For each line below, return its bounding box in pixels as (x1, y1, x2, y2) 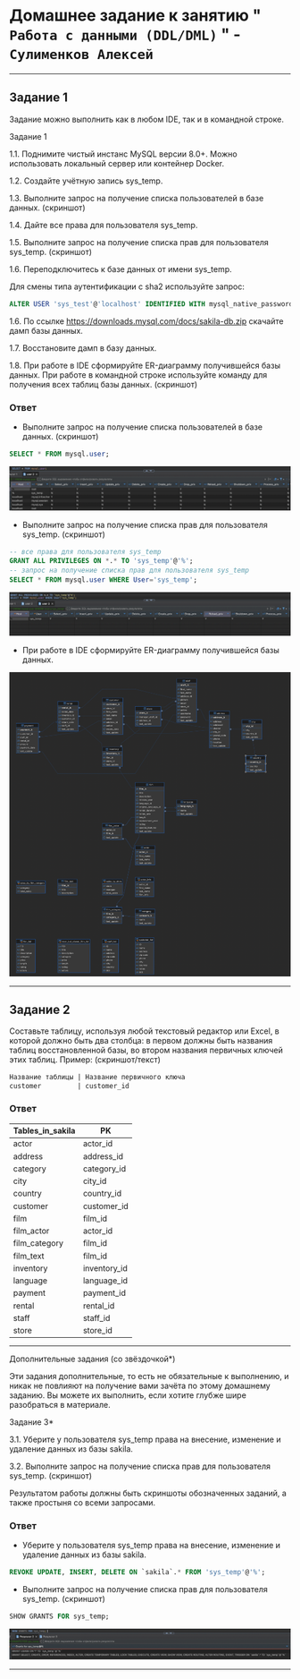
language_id (83, 1275, 128, 1286)
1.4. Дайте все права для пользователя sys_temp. (9, 219, 198, 230)
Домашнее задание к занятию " (9, 5, 262, 26)
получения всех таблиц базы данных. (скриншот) (9, 379, 198, 389)
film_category (12, 1238, 64, 1249)
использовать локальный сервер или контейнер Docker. (9, 158, 225, 168)
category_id (83, 1163, 127, 1173)
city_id (83, 1176, 107, 1187)
